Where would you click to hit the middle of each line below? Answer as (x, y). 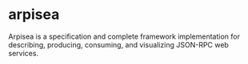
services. (23, 53)
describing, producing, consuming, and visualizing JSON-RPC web (119, 44)
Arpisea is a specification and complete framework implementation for (124, 36)
